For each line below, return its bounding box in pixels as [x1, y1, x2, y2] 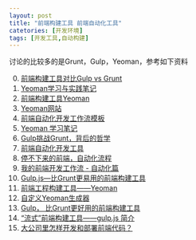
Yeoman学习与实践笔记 [20, 84, 97, 93]
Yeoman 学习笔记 [20, 124, 78, 133]
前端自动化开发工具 [20, 144, 84, 153]
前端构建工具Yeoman [20, 93, 90, 104]
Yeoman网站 [20, 104, 62, 113]
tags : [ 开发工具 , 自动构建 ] [9, 33, 89, 42]
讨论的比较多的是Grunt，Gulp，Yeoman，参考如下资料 [9, 57, 188, 66]
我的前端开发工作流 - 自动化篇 [20, 163, 120, 173]
